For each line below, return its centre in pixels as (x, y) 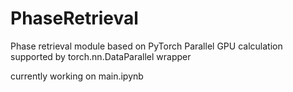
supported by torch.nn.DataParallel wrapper (101, 56)
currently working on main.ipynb (77, 76)
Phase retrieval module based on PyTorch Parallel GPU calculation (146, 46)
